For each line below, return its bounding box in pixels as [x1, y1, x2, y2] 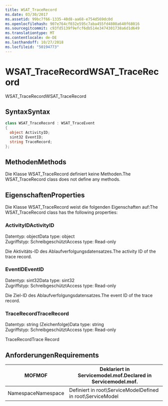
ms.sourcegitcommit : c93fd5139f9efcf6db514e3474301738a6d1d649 [5, 26, 140, 31]
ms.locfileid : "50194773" [5, 44, 59, 49]
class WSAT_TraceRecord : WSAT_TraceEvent [5, 121, 95, 126]
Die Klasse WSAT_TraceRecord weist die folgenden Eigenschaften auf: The [5, 204, 158, 210]
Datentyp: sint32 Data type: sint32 [5, 277, 75, 283]
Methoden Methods [5, 158, 66, 166]
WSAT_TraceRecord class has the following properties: [5, 209, 118, 215]
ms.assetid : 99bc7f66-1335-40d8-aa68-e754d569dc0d [5, 16, 113, 21]
